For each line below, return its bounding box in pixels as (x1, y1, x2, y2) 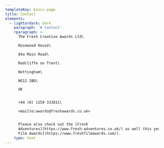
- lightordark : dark (9, 20, 51, 26)
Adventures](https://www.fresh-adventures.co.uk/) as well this (18, 126, 152, 131)
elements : (5, 16, 25, 21)
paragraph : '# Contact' (14, 25, 62, 30)
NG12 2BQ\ (18, 78, 38, 83)
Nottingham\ (18, 69, 42, 74)
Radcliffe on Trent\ (18, 60, 60, 66)
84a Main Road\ (18, 52, 49, 56)
